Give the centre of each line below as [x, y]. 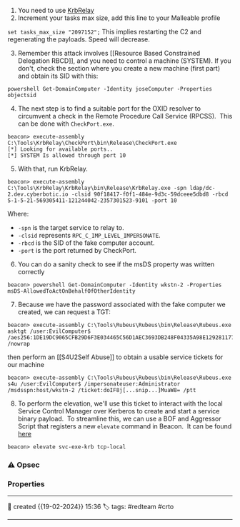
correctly [31, 272]
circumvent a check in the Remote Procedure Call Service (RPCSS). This [125, 116]
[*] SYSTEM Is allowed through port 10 [67, 156]
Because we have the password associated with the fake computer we [122, 304]
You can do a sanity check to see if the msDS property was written [116, 264]
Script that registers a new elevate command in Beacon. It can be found [125, 426]
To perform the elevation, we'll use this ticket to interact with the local [120, 403]
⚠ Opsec [24, 465]
